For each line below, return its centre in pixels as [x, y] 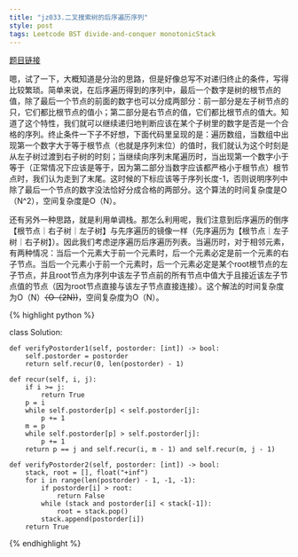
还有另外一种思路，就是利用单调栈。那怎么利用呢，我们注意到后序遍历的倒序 [149, 220]
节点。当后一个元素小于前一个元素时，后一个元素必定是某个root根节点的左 [152, 264]
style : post [31, 26]
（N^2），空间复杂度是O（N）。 [65, 201]
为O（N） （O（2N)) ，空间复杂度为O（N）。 [86, 297]
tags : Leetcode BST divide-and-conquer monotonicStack [113, 34]
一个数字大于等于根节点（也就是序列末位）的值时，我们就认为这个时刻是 [157, 145]
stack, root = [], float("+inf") [87, 473]
